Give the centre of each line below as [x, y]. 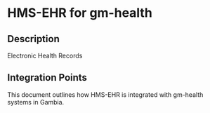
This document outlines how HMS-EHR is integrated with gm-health [105, 94]
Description [33, 39]
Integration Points [47, 78]
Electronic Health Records [45, 55]
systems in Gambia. [36, 102]
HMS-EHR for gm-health [80, 13]
